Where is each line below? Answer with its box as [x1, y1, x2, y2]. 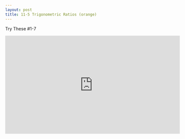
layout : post [5, 7, 32, 12]
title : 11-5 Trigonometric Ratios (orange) [5, 12, 97, 17]
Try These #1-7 [5, 25, 36, 31]
